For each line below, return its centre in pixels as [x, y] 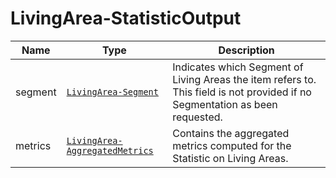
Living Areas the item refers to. [244, 79]
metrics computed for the [232, 145]
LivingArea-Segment [112, 91]
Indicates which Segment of [238, 67]
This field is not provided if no [242, 92]
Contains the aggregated [231, 133]
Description [246, 50]
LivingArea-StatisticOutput [126, 18]
